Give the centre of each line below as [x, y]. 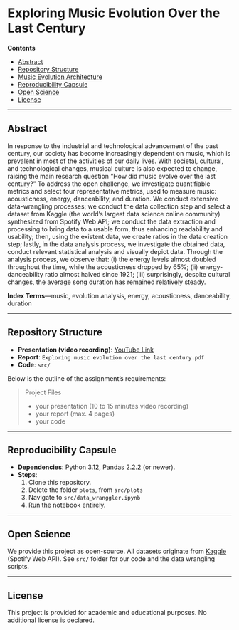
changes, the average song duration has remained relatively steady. [107, 282]
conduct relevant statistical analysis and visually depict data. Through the [115, 251]
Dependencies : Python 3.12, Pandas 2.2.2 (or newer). [96, 467]
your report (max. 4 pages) [75, 414]
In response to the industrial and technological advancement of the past [113, 146]
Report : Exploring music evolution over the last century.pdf [111, 357]
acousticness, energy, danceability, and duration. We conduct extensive [113, 199]
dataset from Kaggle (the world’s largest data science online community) [114, 214]
